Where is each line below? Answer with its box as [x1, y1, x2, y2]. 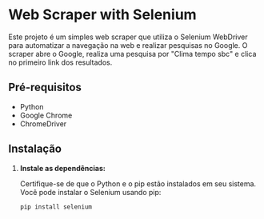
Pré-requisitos [8, 81, 82, 94]
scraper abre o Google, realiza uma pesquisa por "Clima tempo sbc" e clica [8, 49, 257, 58]
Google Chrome [19, 110, 73, 120]
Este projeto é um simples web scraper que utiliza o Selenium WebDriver [8, 32, 248, 42]
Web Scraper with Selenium [8, 6, 198, 24]
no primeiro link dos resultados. [8, 58, 113, 67]
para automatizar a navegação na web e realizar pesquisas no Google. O [8, 40, 248, 50]
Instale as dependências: [19, 163, 106, 173]
